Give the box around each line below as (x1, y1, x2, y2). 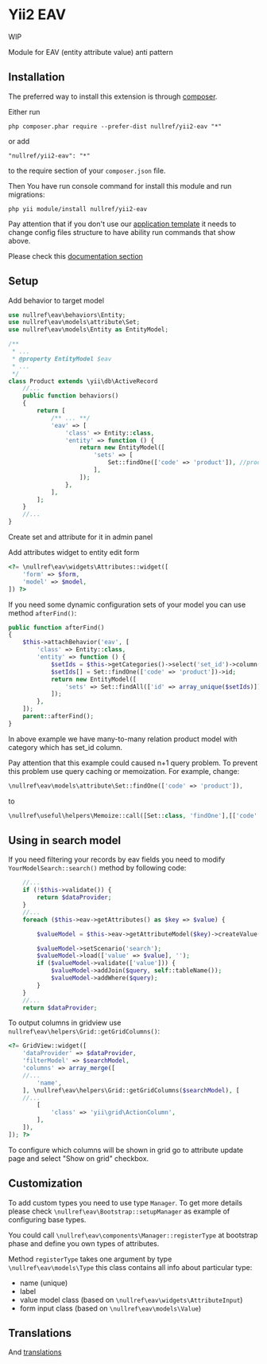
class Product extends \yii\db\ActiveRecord (8, 377, 158, 385)
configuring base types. (8, 1214, 87, 1224)
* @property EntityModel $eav (11, 354, 112, 363)
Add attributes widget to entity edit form (8, 548, 140, 557)
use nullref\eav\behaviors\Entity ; (8, 311, 126, 319)
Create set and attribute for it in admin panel (8, 532, 153, 542)
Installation (8, 70, 65, 84)
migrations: (8, 190, 45, 199)
